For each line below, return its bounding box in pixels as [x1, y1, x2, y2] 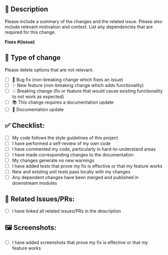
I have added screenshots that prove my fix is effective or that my [12, 239, 148, 245]
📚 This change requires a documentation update [12, 99, 114, 105]
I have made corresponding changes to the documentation [12, 151, 134, 157]
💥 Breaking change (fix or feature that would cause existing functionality [12, 88, 163, 94]
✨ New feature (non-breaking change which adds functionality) [12, 82, 144, 88]
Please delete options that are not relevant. [5, 66, 94, 73]
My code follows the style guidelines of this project [12, 134, 118, 141]
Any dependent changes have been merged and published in [12, 175, 139, 181]
